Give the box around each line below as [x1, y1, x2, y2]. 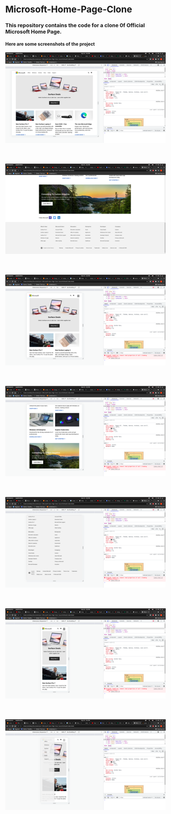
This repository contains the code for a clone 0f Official [5, 22, 145, 29]
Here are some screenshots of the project [5, 41, 95, 47]
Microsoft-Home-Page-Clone [5, 4, 132, 15]
